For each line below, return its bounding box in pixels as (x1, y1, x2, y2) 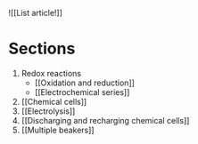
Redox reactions (21, 68, 82, 78)
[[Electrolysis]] (21, 106, 76, 116)
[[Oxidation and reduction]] (34, 77, 136, 88)
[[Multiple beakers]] (21, 124, 95, 135)
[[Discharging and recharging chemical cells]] (21, 115, 190, 125)
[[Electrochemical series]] (34, 86, 130, 97)
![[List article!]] (8, 8, 63, 18)
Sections (8, 39, 76, 59)
